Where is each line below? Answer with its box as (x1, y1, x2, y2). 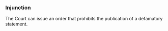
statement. (5, 21, 28, 27)
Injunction (5, 4, 31, 11)
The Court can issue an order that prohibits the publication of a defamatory (5, 16, 163, 22)
